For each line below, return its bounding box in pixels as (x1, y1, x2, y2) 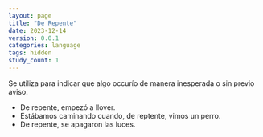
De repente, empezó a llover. (19, 102, 116, 112)
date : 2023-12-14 (8, 26, 67, 34)
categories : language (8, 42, 81, 50)
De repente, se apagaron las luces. (19, 119, 136, 129)
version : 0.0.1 (8, 34, 60, 42)
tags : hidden (8, 49, 52, 57)
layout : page (8, 11, 52, 20)
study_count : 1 (8, 57, 60, 65)
